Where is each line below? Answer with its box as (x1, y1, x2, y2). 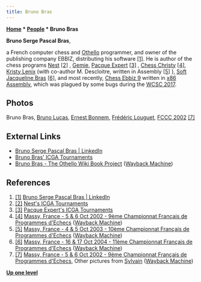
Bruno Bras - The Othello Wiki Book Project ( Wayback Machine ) (14, 160, 173, 167)
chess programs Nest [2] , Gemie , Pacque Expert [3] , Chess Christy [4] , (6, 61, 187, 69)
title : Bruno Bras (6, 8, 52, 15)
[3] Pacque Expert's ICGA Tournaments (14, 206, 113, 213)
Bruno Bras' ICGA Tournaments (14, 154, 93, 161)
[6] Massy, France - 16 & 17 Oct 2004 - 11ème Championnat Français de (14, 238, 193, 245)
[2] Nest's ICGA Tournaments (14, 200, 88, 207)
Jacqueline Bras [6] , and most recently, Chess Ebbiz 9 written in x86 (6, 74, 176, 81)
